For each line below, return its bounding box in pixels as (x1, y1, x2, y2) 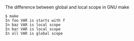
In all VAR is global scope (5, 31, 63, 36)
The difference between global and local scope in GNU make (5, 4, 130, 10)
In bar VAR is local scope (5, 27, 61, 32)
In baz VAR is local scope (5, 22, 61, 27)
